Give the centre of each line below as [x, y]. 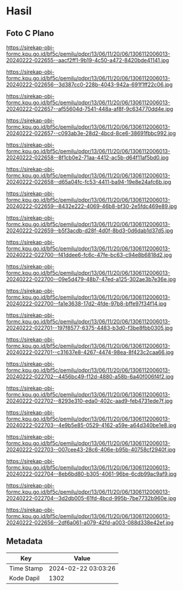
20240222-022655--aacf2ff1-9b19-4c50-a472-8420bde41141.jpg [88, 60]
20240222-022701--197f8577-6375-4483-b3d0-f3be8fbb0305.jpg [89, 328]
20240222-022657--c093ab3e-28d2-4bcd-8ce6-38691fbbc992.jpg [91, 133]
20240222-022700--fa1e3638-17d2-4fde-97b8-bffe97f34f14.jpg [86, 303]
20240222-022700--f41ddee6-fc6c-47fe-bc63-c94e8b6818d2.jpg [89, 255]
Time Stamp [26, 568]
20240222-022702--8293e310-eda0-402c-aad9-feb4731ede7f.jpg [89, 401]
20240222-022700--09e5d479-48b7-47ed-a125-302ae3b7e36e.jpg [91, 279]
